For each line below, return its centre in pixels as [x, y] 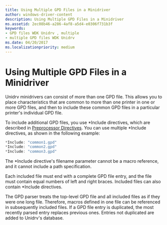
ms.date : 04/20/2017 [27, 43]
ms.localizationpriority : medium [40, 47]
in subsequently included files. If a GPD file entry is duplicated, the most [79, 207]
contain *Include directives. [34, 187]
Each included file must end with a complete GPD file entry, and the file [78, 176]
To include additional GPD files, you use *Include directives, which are [78, 122]
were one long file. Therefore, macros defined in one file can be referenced [83, 202]
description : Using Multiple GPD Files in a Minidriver [64, 19]
